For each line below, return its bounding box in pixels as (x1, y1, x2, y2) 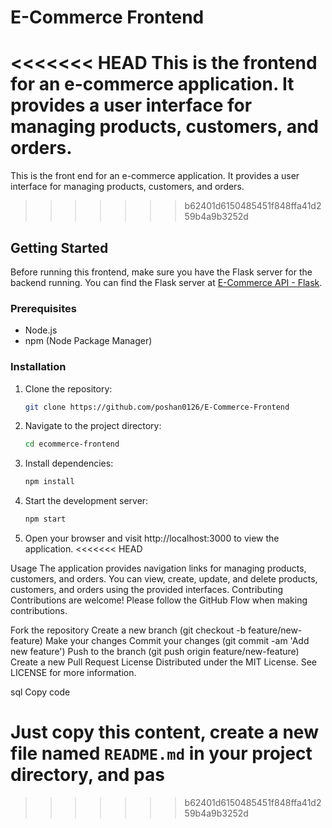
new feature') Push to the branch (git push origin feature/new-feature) (10, 646, 300, 658)
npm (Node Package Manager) (24, 335, 153, 347)
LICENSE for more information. (10, 667, 137, 679)
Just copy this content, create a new (10, 721, 319, 744)
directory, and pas (10, 764, 165, 786)
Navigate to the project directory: (24, 420, 162, 432)
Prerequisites (10, 301, 77, 315)
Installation (10, 360, 67, 374)
